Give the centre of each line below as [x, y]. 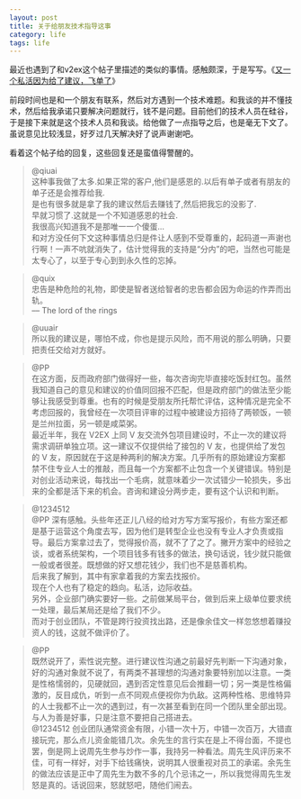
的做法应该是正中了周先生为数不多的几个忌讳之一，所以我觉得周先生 [157, 774]
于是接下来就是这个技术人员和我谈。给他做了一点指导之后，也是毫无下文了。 [151, 123]
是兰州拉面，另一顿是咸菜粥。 [86, 423]
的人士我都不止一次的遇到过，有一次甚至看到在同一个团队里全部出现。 [161, 706]
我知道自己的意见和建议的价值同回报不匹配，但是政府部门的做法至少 [157, 390]
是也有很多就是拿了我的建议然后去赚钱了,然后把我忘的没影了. [144, 204]
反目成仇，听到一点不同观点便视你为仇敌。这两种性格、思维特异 [173, 695]
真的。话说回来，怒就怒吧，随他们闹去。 [122, 785]
